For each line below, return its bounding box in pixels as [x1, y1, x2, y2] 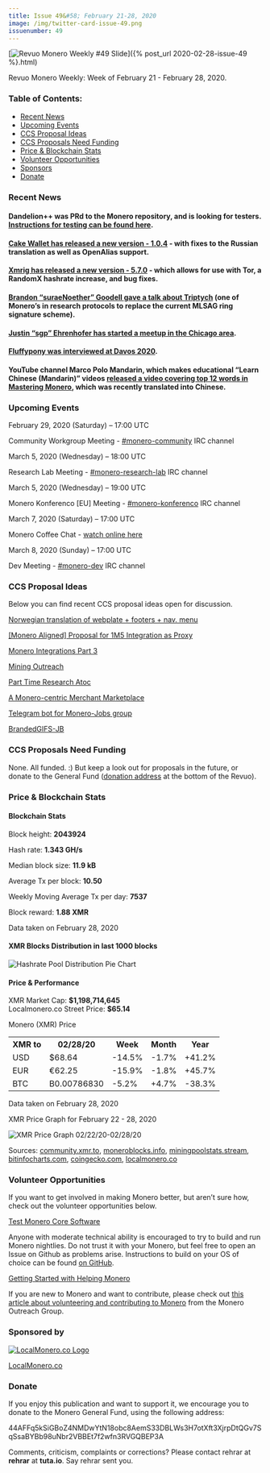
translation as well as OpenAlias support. [8, 247, 149, 256]
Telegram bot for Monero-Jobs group [8, 708, 133, 718]
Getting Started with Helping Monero [8, 1274, 131, 1284]
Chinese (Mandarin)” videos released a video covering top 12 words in [8, 373, 248, 383]
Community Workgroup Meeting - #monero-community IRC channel [8, 436, 235, 446]
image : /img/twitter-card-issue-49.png [8, 19, 143, 27]
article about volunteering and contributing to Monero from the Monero [8, 1298, 244, 1308]
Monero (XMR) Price [8, 1020, 77, 1030]
